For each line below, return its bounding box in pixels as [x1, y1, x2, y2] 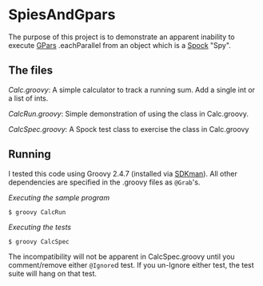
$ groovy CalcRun [8, 208, 66, 216]
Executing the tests [8, 222, 72, 232]
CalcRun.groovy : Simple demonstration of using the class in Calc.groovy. [8, 109, 249, 118]
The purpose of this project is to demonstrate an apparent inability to [8, 32, 236, 42]
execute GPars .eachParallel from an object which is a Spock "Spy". [8, 40, 232, 50]
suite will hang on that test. [8, 268, 98, 278]
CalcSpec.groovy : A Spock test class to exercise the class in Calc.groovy [8, 124, 249, 133]
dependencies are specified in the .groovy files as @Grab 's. [8, 177, 201, 187]
